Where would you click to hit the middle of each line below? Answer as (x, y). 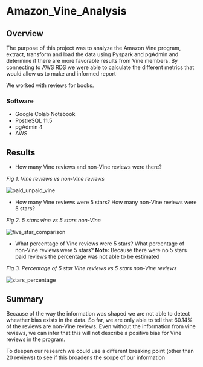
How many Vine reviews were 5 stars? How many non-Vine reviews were (106, 202)
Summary (25, 299)
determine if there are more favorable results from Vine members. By (92, 61)
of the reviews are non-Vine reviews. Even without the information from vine (101, 326)
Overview (25, 34)
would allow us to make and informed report (61, 73)
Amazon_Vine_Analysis (66, 11)
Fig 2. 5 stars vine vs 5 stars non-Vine (54, 220)
